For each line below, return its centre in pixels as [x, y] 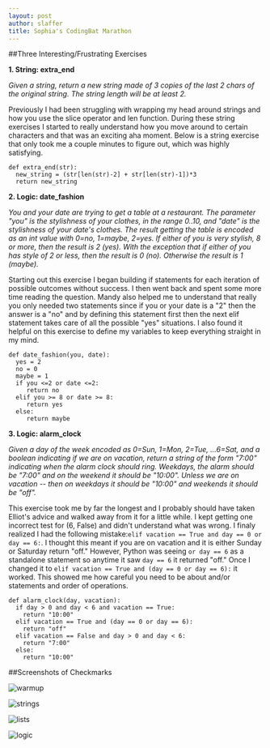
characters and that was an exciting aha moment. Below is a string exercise [134, 135]
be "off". [22, 493]
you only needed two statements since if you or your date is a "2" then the [132, 306]
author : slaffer [36, 24]
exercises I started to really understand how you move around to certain [128, 127]
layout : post [30, 16]
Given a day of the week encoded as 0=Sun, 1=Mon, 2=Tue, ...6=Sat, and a [134, 450]
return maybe [48, 419]
